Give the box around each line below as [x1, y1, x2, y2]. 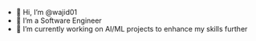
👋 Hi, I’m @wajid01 [15, 8, 78, 17]
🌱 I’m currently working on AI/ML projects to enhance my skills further [15, 24, 248, 33]
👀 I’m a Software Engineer [15, 16, 102, 25]
